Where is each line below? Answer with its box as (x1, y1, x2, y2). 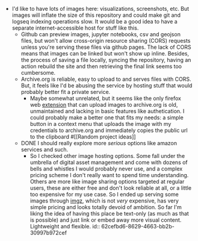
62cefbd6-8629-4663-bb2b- (101, 223, 175, 230)
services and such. (20, 146, 69, 153)
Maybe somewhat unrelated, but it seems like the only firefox (29, 95, 182, 102)
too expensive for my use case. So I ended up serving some (29, 191, 179, 198)
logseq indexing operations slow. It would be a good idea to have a (11, 18, 178, 25)
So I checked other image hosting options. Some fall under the (29, 152, 185, 159)
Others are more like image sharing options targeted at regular (29, 178, 185, 185)
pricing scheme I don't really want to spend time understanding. (29, 172, 189, 178)
